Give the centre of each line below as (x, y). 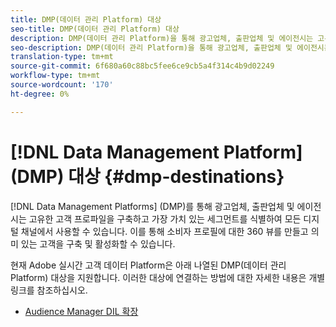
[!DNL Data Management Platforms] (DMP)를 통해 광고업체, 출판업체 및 (152, 206)
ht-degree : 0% (40, 94)
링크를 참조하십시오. (49, 290)
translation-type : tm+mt (62, 57)
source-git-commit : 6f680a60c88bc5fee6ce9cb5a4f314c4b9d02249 (142, 66)
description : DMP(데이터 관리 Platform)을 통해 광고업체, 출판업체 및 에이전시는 (162, 38)
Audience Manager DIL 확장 (81, 311)
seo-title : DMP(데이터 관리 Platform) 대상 (95, 29)
